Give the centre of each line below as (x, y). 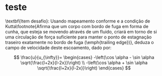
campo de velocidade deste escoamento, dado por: (58, 47)
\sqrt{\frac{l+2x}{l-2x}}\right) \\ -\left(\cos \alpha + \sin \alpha (84, 62)
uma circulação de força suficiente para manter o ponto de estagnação (78, 37)
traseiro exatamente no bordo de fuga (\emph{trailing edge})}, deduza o (79, 42)
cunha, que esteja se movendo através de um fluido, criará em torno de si (81, 31)
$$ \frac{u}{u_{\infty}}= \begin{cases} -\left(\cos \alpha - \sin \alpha (84, 57)
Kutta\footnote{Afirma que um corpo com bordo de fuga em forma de (77, 26)
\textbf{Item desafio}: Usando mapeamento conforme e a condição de (78, 21)
